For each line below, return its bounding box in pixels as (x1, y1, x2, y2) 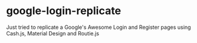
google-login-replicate (6, 4, 121, 18)
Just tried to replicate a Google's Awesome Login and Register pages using (6, 24, 191, 31)
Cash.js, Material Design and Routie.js (6, 29, 100, 37)
